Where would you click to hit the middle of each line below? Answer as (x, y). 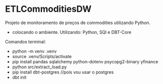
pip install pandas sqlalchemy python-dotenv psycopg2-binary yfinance (85, 61)
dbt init (19, 77)
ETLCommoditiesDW (48, 9)
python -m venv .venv (34, 51)
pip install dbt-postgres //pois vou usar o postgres (63, 72)
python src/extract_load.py (40, 67)
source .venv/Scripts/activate (42, 56)
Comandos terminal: (26, 42)
